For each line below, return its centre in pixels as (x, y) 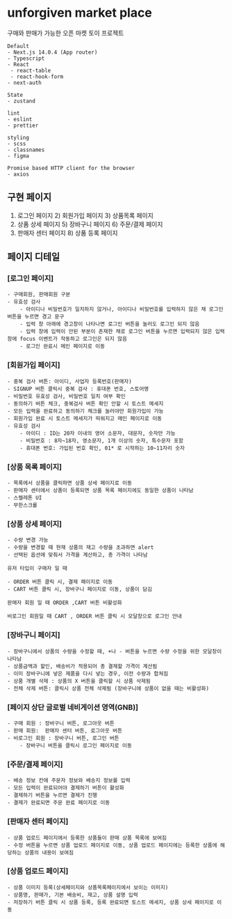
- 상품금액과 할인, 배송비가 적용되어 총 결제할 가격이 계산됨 (82, 666)
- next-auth (24, 83)
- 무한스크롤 (23, 505)
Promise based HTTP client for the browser (71, 168)
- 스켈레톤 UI (25, 498)
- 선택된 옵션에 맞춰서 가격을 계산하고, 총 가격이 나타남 (77, 555)
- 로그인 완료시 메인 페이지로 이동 (63, 346)
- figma (18, 156)
